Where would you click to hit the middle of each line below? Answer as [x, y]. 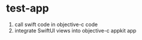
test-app [27, 8]
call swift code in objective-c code [56, 24]
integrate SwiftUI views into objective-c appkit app [75, 30]
